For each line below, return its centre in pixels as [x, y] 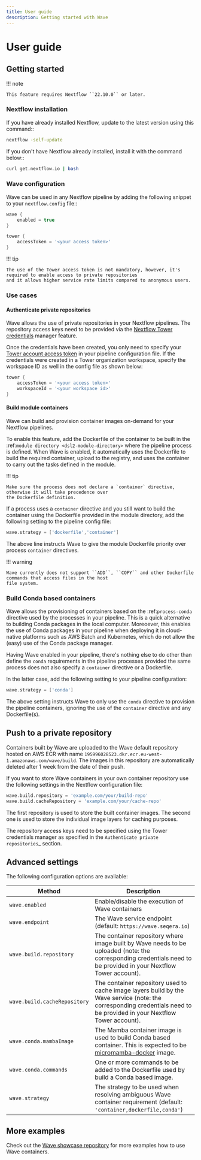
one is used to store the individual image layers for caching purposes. [92, 819]
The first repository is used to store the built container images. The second [98, 812]
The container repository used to [141, 983]
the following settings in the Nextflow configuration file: [74, 784]
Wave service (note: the [128, 998]
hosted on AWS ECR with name [45, 754]
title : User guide [29, 12]
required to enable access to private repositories [72, 275]
